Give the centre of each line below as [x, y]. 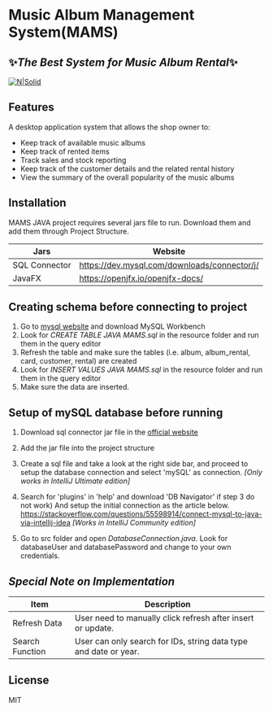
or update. [94, 628]
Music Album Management [102, 15]
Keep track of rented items [65, 151]
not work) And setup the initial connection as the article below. [125, 505]
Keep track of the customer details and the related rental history [127, 168]
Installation [37, 203]
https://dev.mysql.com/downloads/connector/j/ [169, 264]
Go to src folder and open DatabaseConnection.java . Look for [124, 539]
